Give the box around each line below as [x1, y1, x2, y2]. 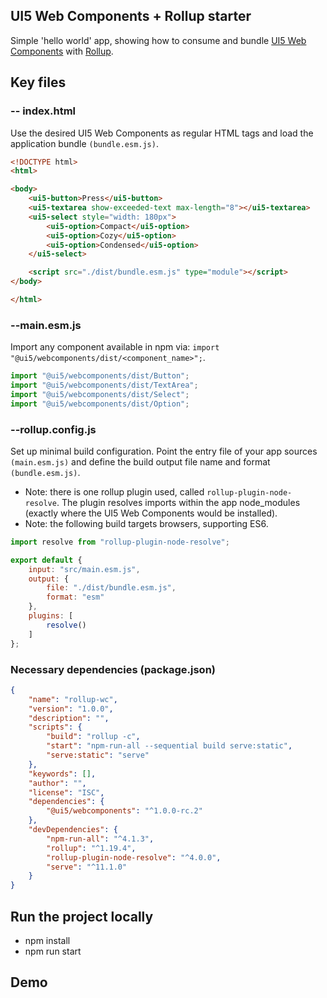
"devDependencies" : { [28, 825, 118, 835]
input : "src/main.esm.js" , [28, 564, 141, 574]
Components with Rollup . [10, 45, 114, 57]
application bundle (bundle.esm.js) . [10, 137, 159, 149]
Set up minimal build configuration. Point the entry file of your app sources [10, 445, 318, 457]
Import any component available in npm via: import [10, 341, 220, 353]
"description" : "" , [28, 713, 110, 723]
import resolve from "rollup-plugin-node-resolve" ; [10, 537, 230, 547]
